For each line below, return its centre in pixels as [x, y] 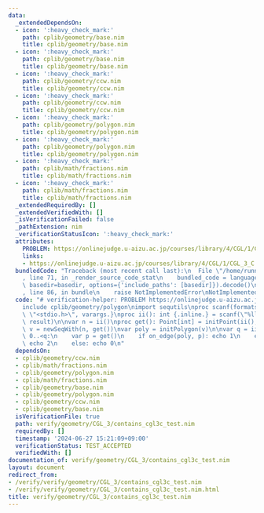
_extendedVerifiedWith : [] [59, 213]
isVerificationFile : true [58, 417]
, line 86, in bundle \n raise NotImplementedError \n [116, 293]
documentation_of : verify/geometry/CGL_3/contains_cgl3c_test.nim [119, 460]
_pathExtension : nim [49, 227]
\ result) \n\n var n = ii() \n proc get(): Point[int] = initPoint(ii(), [140, 322]
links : [33, 256]
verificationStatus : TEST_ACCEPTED [73, 446]
